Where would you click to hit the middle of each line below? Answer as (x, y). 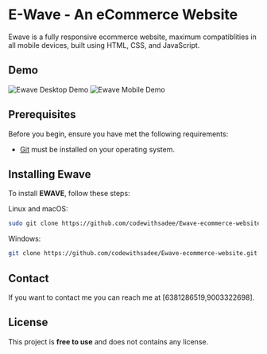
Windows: (25, 239)
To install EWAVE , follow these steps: (69, 194)
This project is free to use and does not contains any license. (108, 341)
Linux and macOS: (38, 209)
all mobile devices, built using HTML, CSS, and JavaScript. (104, 45)
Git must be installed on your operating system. (97, 149)
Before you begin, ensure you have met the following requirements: (118, 134)
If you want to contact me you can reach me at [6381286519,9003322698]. (132, 297)
